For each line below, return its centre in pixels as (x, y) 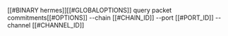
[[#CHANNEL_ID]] (58, 25)
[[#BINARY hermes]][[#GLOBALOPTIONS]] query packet (90, 10)
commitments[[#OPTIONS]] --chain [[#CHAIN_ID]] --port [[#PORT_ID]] (110, 18)
